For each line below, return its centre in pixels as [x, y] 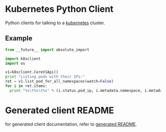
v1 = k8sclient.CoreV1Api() [32, 72]
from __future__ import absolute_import [47, 50]
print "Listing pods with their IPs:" [45, 77]
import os [15, 63]
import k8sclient [23, 59]
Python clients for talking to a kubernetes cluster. [55, 23]
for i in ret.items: [26, 86]
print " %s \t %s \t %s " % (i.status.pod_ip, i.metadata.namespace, [76, 90]
